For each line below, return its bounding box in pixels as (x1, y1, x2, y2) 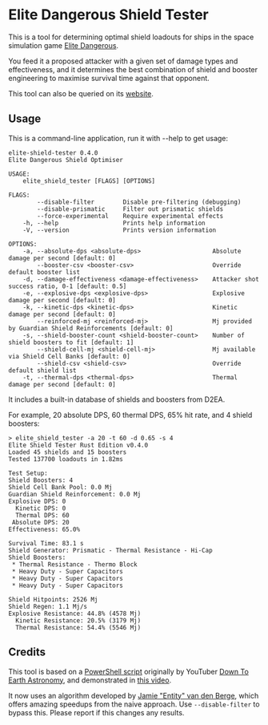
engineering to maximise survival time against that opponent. (8, 73, 210, 83)
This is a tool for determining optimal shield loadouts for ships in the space (8, 32, 254, 42)
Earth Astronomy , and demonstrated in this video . (8, 675, 172, 685)
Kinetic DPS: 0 (15, 504, 66, 512)
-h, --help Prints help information (22, 219, 206, 227)
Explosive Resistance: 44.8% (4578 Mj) (8, 610, 142, 618)
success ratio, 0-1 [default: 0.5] (8, 282, 127, 290)
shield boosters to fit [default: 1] (8, 338, 134, 346)
